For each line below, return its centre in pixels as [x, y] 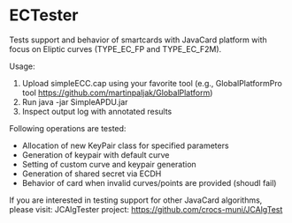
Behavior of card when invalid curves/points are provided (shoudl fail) [149, 182]
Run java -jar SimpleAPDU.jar [75, 101]
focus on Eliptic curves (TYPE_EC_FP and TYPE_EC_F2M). [115, 48]
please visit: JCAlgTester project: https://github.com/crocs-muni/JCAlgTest [146, 209]
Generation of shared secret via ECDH [92, 174]
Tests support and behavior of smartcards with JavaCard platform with [138, 40]
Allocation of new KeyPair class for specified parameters [125, 145]
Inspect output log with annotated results [97, 111]
